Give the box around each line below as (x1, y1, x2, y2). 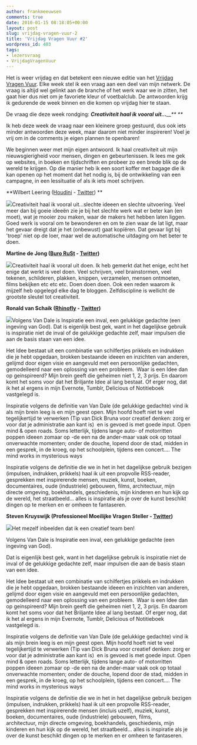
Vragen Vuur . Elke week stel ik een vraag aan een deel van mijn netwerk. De (6, 80, 191, 87)
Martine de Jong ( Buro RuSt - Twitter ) (6, 250, 100, 257)
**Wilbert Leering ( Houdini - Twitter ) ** (6, 188, 103, 196)
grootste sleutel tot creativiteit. (6, 293, 81, 300)
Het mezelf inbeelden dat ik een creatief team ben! (12, 525, 135, 532)
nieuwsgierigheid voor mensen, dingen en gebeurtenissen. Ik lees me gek (6, 152, 185, 159)
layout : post (6, 25, 38, 31)
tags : (6, 47, 19, 53)
